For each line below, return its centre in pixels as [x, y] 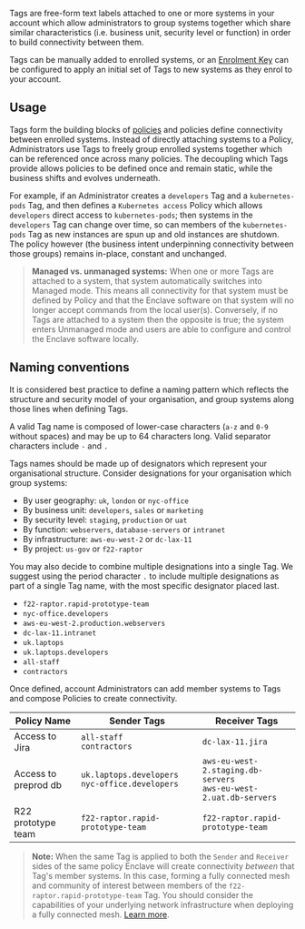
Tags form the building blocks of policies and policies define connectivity [146, 129]
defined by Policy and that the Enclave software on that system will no [163, 300]
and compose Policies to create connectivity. [93, 698]
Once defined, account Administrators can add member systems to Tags [145, 688]
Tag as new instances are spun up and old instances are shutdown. [153, 234]
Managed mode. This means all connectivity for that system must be [160, 290]
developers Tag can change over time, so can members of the [125, 224]
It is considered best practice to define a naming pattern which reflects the [149, 389]
